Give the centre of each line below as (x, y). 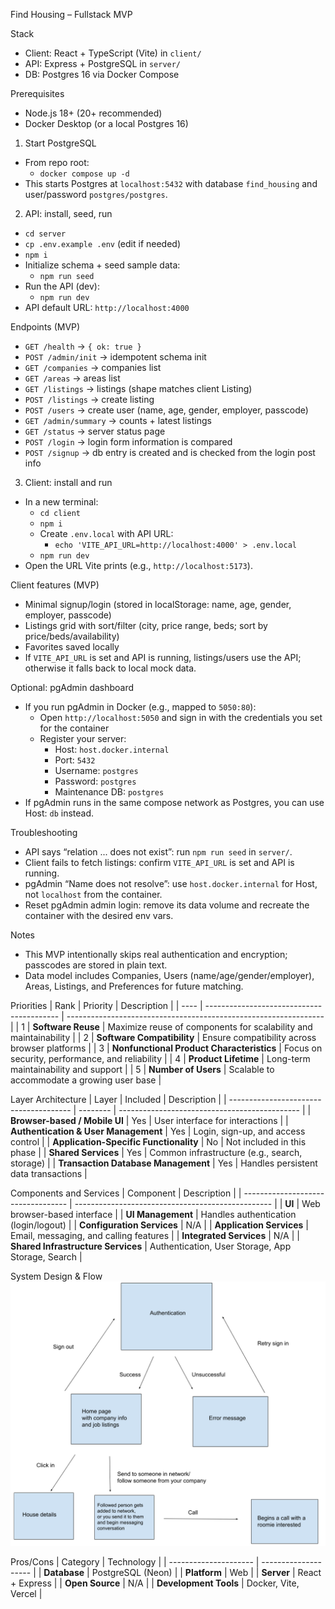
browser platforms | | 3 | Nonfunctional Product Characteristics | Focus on (166, 1048)
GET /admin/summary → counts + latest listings (118, 420)
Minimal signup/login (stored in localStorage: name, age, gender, (158, 604)
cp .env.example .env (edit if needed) (103, 243)
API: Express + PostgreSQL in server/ (103, 63)
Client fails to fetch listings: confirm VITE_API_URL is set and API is (159, 862)
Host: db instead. (59, 813)
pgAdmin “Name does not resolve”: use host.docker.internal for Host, (171, 883)
